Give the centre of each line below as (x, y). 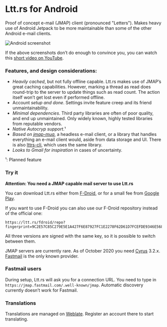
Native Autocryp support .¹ (39, 129)
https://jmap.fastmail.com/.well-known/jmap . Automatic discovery (74, 285)
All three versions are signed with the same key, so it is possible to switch (80, 236)
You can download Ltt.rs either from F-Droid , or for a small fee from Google (82, 193)
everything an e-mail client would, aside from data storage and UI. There (87, 139)
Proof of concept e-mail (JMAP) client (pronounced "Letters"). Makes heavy (83, 23)
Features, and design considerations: (51, 70)
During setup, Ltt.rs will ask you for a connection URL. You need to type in (81, 279)
